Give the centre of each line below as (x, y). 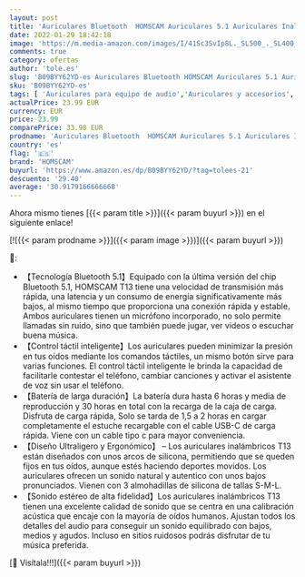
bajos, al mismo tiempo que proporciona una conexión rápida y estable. (156, 307)
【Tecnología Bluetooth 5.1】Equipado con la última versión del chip (149, 277)
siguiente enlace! (41, 223)
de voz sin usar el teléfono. (73, 385)
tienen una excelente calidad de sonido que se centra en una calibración (158, 507)
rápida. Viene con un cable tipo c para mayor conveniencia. (134, 435)
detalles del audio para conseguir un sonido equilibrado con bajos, (147, 526)
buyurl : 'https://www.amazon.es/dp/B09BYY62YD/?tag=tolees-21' (132, 170)
